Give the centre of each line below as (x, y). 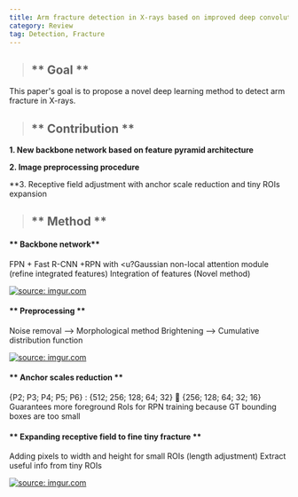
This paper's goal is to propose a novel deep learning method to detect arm (147, 91)
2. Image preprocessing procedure (74, 167)
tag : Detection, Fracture (57, 34)
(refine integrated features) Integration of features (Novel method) (130, 273)
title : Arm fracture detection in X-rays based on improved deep (132, 17)
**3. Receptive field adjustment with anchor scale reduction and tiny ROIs (145, 184)
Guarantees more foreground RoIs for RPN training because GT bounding (143, 406)
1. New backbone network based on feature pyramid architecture (132, 150)
